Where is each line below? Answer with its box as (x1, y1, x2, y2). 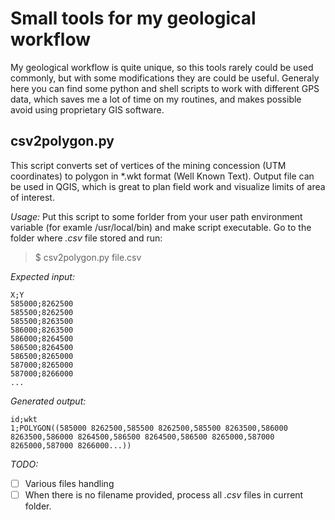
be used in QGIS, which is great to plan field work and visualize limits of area (10, 180, 326, 192)
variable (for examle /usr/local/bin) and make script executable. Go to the (10, 221, 312, 233)
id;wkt (10, 414, 38, 424)
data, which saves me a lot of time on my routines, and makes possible (10, 93, 302, 105)
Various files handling (24, 477, 115, 489)
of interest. (10, 191, 55, 203)
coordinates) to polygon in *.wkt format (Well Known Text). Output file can (10, 170, 315, 182)
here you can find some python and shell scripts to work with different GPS (10, 82, 320, 94)
